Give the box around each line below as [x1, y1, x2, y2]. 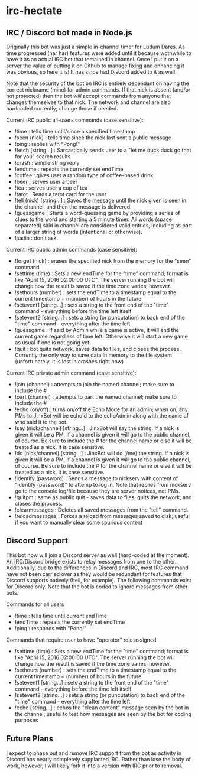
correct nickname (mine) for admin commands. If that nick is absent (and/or [6, 86, 191, 93]
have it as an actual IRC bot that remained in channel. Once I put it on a [6, 56, 179, 63]
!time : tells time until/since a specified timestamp [14, 128, 135, 135]
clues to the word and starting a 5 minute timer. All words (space [14, 216, 173, 223]
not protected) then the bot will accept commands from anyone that [6, 93, 171, 99]
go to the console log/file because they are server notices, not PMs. [14, 487, 180, 494]
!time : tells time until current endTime [14, 612, 108, 619]
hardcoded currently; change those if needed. [6, 105, 118, 112]
